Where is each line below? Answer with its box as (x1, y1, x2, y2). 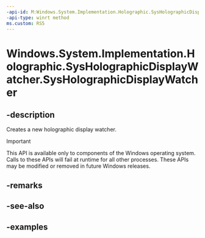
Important (6, 138, 31, 145)
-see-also (6, 201, 45, 211)
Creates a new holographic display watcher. (6, 126, 117, 133)
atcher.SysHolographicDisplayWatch (6, 73, 198, 86)
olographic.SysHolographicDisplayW (6, 59, 199, 73)
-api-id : (6, 9, 29, 15)
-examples (6, 222, 48, 232)
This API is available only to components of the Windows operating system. (6, 150, 196, 157)
